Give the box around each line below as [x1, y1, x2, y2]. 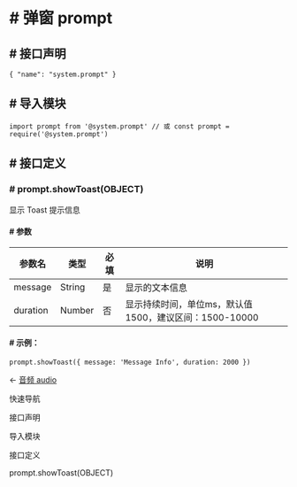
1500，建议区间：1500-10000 [125, 311, 259, 323]
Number [60, 304, 95, 316]
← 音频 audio [9, 374, 57, 385]
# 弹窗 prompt [9, 8, 113, 28]
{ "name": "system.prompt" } [9, 70, 117, 79]
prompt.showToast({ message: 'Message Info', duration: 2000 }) [9, 358, 251, 367]
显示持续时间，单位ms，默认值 [125, 298, 254, 310]
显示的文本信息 [125, 281, 187, 293]
